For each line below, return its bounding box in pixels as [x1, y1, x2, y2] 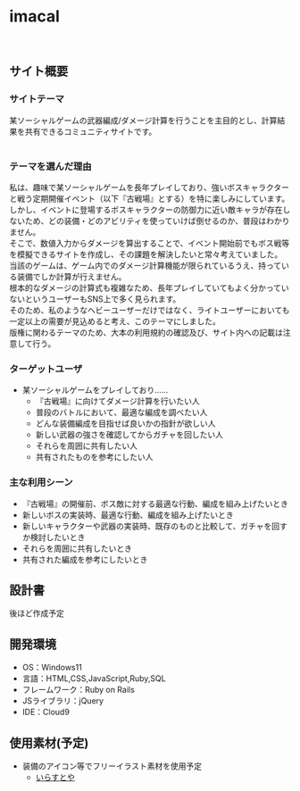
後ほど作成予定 [9, 608, 64, 619]
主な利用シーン [9, 476, 73, 488]
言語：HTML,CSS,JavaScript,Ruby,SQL [21, 673, 167, 684]
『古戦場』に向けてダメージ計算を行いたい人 [35, 395, 200, 407]
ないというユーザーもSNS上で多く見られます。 [9, 293, 181, 304]
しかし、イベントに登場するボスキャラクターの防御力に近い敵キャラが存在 [9, 204, 283, 215]
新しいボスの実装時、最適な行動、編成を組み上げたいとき [21, 509, 234, 520]
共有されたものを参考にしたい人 [35, 452, 154, 462]
